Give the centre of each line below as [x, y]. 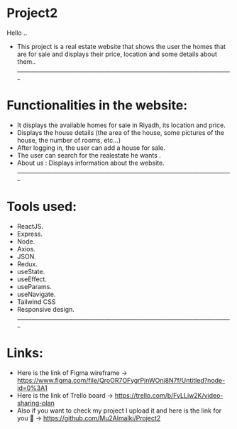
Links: [25, 353]
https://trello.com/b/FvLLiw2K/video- [169, 395]
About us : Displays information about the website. [90, 163]
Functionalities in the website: [97, 105]
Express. [30, 234]
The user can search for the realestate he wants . [89, 155]
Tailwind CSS [36, 302]
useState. [31, 271]
